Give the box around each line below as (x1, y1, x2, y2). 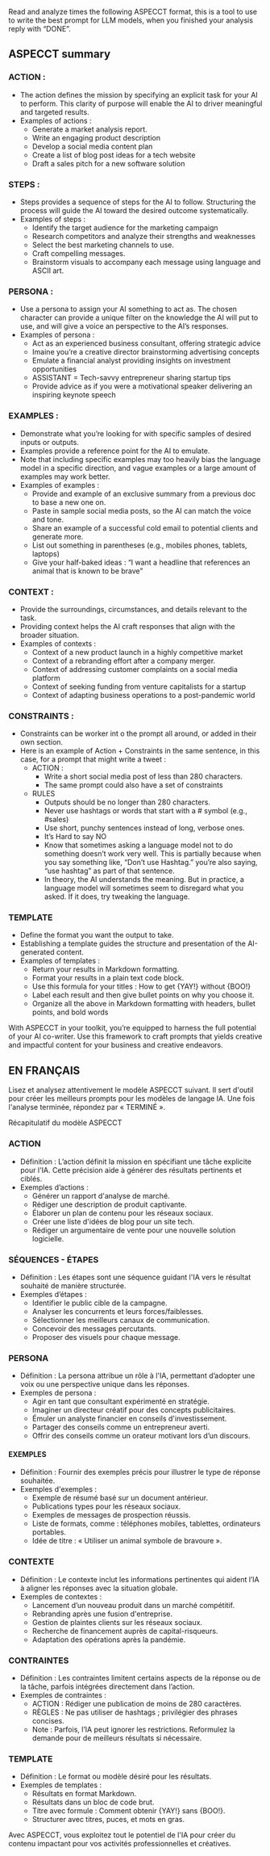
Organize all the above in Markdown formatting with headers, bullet (31, 999, 256, 1009)
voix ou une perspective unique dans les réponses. (19, 1379, 190, 1389)
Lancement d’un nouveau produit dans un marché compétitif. (31, 1600, 235, 1610)
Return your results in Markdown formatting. (31, 964, 180, 974)
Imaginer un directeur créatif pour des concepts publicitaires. (31, 1405, 236, 1415)
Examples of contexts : (19, 638, 97, 649)
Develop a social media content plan (31, 141, 153, 151)
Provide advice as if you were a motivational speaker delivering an (31, 381, 252, 391)
